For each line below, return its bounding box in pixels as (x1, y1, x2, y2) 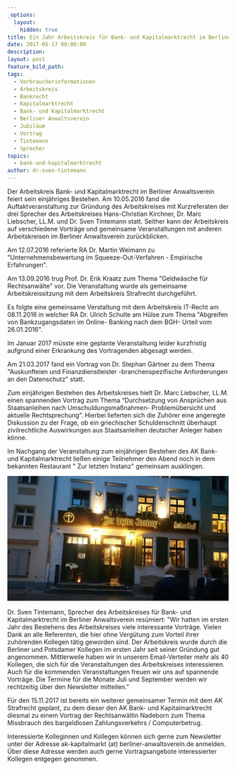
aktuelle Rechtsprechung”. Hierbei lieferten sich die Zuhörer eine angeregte (7, 411, 226, 419)
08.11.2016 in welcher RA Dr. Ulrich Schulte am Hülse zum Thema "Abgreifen (7, 310, 228, 319)
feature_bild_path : (7, 63, 65, 70)
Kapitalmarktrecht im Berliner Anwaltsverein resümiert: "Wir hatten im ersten (7, 615, 229, 624)
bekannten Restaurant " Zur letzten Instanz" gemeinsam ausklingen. (7, 462, 205, 470)
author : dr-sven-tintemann (7, 167, 86, 174)
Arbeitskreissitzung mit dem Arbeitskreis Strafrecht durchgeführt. (7, 289, 197, 297)
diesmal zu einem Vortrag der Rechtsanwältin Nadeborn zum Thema (7, 711, 206, 719)
